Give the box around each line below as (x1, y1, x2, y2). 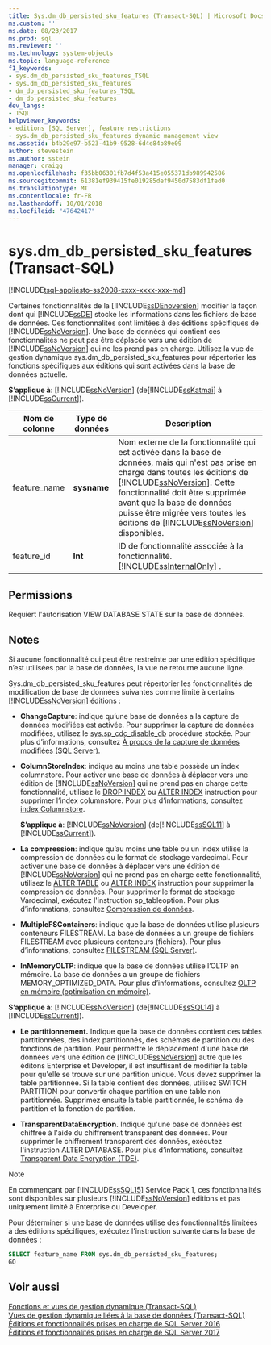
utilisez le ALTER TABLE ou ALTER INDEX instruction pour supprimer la (19, 878, 255, 888)
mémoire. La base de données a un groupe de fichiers (19, 969, 201, 979)
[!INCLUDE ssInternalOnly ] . (118, 561, 222, 572)
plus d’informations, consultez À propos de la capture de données (19, 737, 240, 746)
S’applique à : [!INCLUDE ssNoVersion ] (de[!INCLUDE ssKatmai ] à (8, 385, 223, 395)
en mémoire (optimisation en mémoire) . (19, 986, 152, 996)
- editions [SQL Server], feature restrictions (8, 124, 172, 132)
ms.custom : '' (8, 19, 56, 27)
